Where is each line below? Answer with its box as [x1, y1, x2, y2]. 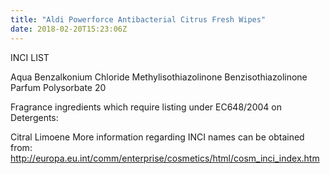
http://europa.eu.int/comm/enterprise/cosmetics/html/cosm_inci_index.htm [10, 152, 320, 164]
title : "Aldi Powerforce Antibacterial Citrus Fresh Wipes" [10, 14, 267, 25]
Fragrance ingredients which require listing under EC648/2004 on [10, 101, 282, 113]
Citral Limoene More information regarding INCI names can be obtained [10, 131, 305, 143]
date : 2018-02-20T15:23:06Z [10, 24, 128, 34]
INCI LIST [10, 51, 50, 63]
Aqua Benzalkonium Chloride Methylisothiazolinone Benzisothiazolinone [10, 71, 308, 83]
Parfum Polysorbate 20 [10, 81, 107, 93]
